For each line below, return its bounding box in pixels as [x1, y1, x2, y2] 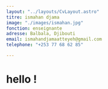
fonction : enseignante [6, 25, 62, 31]
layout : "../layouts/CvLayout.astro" [6, 8, 100, 15]
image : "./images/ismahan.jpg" [6, 20, 84, 26]
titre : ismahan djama [6, 14, 60, 20]
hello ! [6, 72, 37, 86]
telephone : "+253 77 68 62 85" [6, 42, 84, 48]
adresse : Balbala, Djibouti [6, 31, 76, 37]
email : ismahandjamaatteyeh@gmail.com [6, 36, 102, 42]
